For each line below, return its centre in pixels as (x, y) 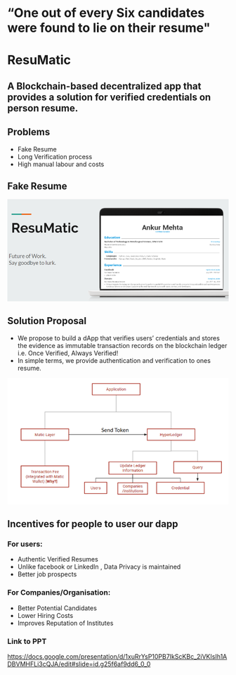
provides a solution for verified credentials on (109, 97)
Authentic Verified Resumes (58, 559)
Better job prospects (47, 574)
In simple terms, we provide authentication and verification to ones (114, 360)
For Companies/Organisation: (59, 593)
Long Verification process (55, 156)
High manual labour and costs (61, 164)
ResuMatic (39, 60)
